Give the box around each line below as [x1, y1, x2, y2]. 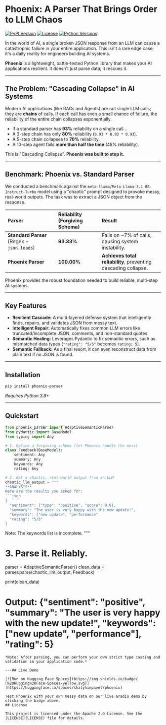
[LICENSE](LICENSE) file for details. [5, 716, 85, 721]
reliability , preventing [101, 258, 152, 265]
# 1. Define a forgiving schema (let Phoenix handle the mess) [5, 443, 138, 448]
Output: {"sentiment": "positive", [5, 596, 146, 607]
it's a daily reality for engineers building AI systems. [5, 51, 110, 57]
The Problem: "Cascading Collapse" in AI [5, 84, 135, 93]
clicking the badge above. [5, 698, 61, 703]
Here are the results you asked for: [5, 489, 83, 494]
